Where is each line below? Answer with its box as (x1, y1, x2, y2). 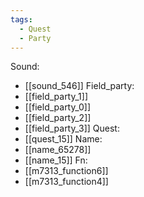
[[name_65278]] (24, 144, 92, 156)
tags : (10, 14, 33, 25)
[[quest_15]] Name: (24, 133, 103, 145)
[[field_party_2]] (24, 112, 92, 124)
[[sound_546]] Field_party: (24, 80, 135, 92)
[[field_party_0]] (24, 101, 92, 113)
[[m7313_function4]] (24, 176, 109, 188)
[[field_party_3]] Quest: (24, 122, 120, 135)
